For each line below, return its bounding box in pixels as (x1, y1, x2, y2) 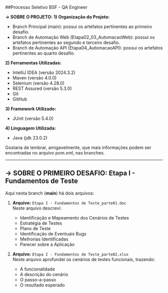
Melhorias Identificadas (19, 236, 68, 242)
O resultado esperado (19, 282, 65, 288)
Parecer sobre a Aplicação (19, 241, 75, 247)
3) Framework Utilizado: (5, 106, 56, 111)
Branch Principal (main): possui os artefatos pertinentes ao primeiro (12, 23, 152, 29)
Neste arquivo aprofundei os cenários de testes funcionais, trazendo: (12, 256, 155, 262)
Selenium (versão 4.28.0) (12, 80, 65, 86)
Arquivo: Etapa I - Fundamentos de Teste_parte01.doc (12, 199, 126, 205)
